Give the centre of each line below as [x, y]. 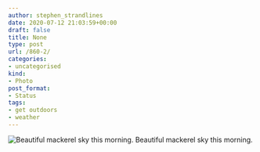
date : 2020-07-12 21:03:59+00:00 [63, 23]
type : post [26, 45]
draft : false [29, 30]
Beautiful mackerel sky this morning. [194, 139]
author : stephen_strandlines [56, 15]
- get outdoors [33, 110]
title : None [27, 37]
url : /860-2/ [29, 52]
